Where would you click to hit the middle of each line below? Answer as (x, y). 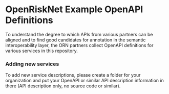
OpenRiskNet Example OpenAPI (74, 9)
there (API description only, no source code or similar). (63, 86)
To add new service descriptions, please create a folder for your (73, 75)
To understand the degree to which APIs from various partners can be (79, 34)
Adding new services (32, 64)
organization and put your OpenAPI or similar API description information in (84, 81)
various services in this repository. (41, 51)
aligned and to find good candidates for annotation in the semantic (76, 40)
